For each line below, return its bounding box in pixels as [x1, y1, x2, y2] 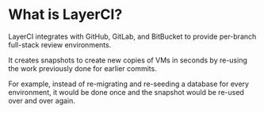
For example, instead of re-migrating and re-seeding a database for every [8, 79, 250, 89]
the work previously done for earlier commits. [8, 63, 157, 73]
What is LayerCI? [8, 6, 123, 24]
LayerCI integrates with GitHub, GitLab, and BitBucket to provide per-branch [8, 32, 257, 41]
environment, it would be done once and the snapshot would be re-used [8, 87, 244, 96]
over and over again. [8, 96, 75, 105]
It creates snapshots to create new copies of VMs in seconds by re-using [8, 55, 247, 65]
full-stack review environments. [8, 40, 112, 49]
